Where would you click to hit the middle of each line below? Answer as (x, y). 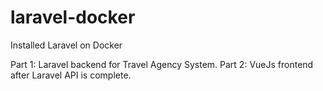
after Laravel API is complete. (71, 75)
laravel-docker (73, 17)
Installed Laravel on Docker (66, 45)
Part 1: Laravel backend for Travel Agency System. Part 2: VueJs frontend (162, 64)
